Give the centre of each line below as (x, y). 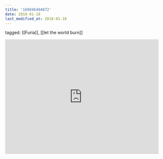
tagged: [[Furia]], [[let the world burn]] (44, 33)
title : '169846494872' (28, 10)
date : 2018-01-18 (23, 14)
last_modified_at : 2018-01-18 (36, 19)
